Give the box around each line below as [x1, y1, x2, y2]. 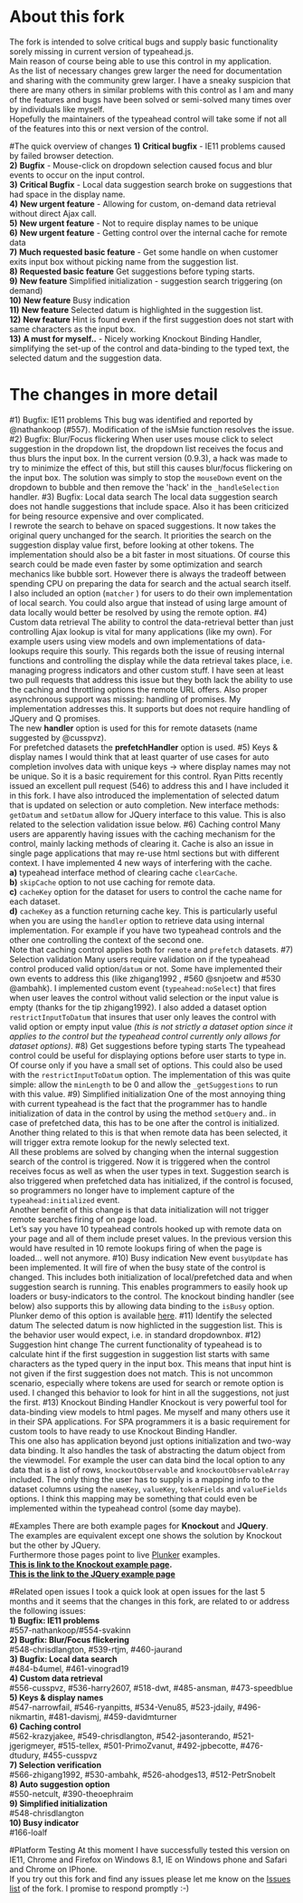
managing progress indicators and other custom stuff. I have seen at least [9, 665, 284, 675]
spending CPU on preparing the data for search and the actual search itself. [9, 578, 291, 588]
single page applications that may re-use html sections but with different [9, 848, 280, 859]
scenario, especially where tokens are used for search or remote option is [9, 1377, 284, 1388]
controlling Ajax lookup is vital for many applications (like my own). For [9, 626, 273, 636]
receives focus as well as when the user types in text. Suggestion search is [9, 1165, 289, 1176]
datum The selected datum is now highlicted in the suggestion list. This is [9, 1319, 283, 1330]
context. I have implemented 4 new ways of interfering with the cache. [9, 857, 273, 868]
